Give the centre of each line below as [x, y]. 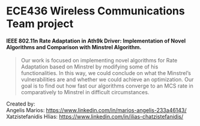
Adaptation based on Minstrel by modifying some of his [89, 67]
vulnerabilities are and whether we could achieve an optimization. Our [107, 80]
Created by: [21, 104]
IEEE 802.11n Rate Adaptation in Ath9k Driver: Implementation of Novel [96, 41]
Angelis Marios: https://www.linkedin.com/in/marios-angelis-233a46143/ [97, 110]
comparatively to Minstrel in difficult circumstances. [85, 92]
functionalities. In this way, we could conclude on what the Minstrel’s [106, 73]
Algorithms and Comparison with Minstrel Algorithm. [74, 47]
